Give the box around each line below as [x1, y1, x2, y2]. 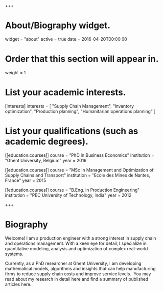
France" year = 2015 [5, 177, 47, 183]
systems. [5, 251, 23, 257]
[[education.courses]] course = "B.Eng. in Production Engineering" [5, 187, 140, 193]
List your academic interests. [5, 87, 126, 98]
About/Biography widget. [5, 20, 111, 31]
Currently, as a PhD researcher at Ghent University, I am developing [5, 260, 142, 266]
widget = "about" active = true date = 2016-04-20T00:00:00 [5, 36, 127, 42]
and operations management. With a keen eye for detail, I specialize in [5, 240, 147, 246]
